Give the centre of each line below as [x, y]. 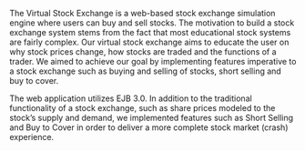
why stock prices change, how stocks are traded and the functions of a [143, 52]
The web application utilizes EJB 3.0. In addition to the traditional [131, 98]
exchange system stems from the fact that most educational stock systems [150, 32]
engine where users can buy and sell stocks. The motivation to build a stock [152, 23]
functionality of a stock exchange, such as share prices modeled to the [142, 108]
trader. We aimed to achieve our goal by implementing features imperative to [153, 61]
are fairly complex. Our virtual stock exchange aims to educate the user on [149, 42]
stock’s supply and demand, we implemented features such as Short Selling [152, 118]
